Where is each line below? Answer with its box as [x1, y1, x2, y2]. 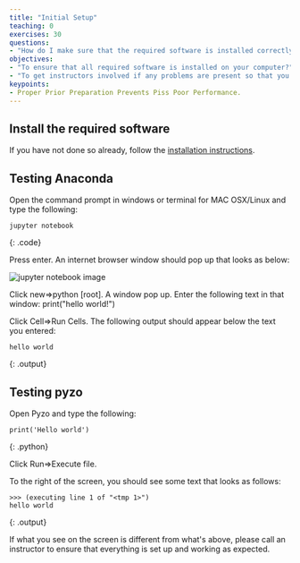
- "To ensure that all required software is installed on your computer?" [9, 64, 294, 73]
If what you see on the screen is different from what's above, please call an [9, 533, 286, 544]
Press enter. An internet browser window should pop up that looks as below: [9, 254, 290, 265]
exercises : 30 [9, 30, 62, 38]
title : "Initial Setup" [9, 13, 98, 22]
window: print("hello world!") [9, 299, 116, 310]
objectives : [9, 55, 54, 64]
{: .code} [9, 237, 42, 248]
